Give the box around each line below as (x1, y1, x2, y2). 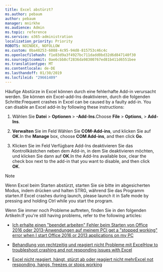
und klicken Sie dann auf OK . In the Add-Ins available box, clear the (12, 153, 147, 159)
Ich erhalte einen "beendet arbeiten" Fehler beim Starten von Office (12, 222, 148, 228)
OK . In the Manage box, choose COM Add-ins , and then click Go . (12, 133, 144, 139)
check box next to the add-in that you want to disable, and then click (12, 158, 150, 164)
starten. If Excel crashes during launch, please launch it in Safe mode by (5, 193, 149, 198)
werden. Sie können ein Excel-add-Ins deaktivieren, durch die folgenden (5, 94, 150, 99)
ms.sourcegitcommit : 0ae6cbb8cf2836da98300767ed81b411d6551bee (5, 57, 136, 62)
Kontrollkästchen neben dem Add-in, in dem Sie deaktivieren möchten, (12, 148, 154, 154)
